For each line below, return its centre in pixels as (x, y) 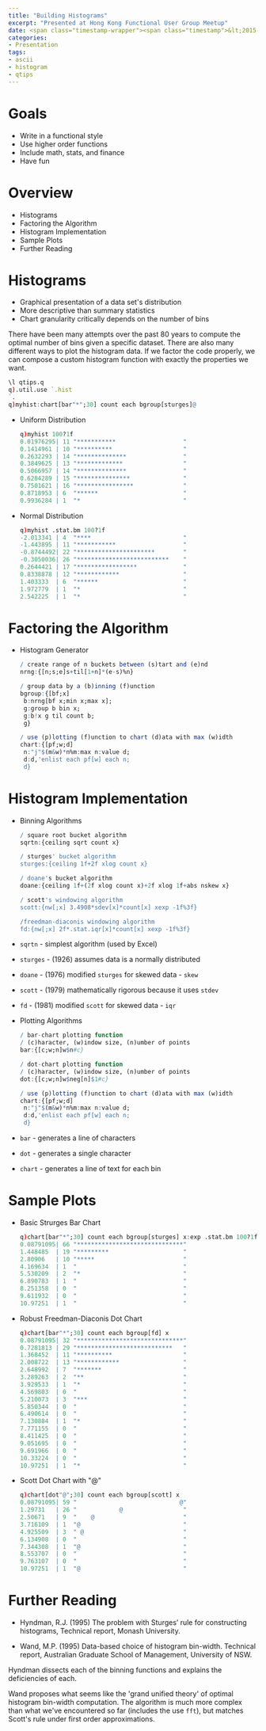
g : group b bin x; (52, 708)
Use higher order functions (64, 144)
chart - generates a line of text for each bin (90, 1169)
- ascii (21, 60)
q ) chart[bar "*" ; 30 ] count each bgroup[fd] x (94, 1333)
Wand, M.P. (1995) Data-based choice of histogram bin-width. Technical (137, 1646)
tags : (17, 52)
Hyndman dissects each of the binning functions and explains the (115, 1670)
